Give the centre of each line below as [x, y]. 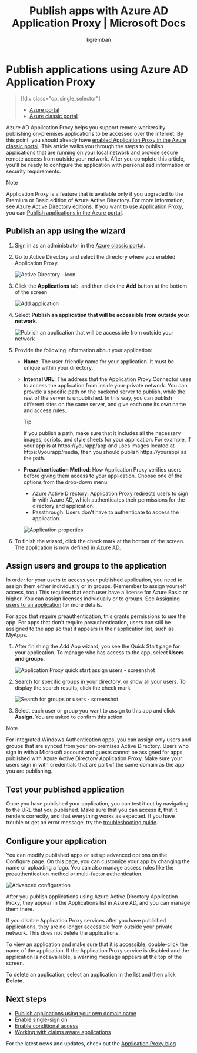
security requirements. [34, 171]
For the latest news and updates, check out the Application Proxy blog [91, 1043]
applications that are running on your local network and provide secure [92, 152]
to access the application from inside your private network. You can [105, 385]
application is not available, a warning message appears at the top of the [94, 957]
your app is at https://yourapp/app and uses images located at [99, 446]
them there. [20, 909]
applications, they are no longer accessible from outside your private [89, 927]
